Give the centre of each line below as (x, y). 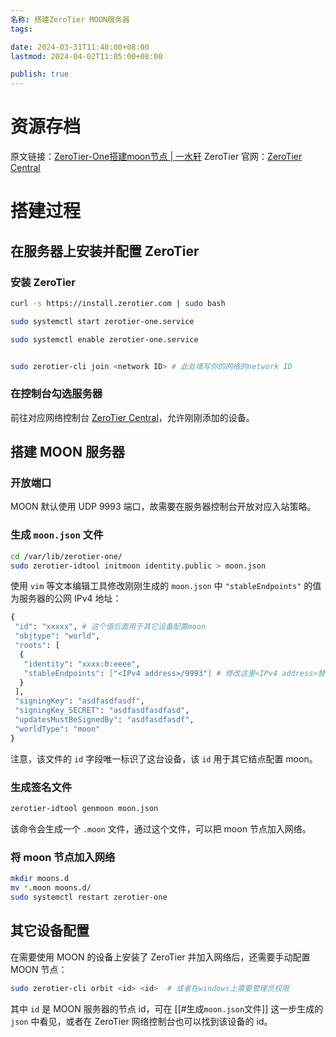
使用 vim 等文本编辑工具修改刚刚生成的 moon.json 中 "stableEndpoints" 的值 (166, 586)
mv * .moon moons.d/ (51, 888)
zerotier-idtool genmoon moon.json (84, 809)
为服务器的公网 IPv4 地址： (66, 598)
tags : (21, 29)
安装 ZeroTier (43, 282)
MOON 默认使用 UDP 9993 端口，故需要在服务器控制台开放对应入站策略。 (163, 507)
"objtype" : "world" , (57, 636)
